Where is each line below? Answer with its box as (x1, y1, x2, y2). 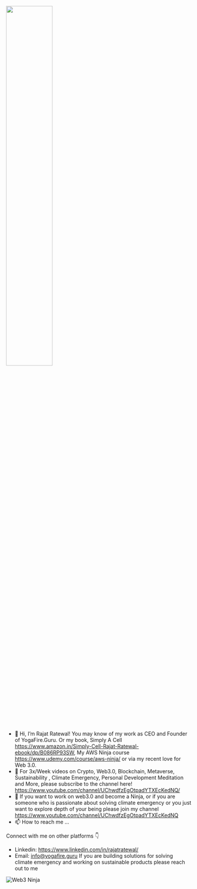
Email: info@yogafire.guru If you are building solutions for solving (14, 852, 173, 859)
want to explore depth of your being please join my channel (14, 806, 159, 812)
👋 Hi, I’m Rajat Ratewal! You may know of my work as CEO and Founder (14, 730, 188, 737)
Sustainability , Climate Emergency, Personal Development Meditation (14, 774, 184, 781)
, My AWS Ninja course (74, 749, 130, 756)
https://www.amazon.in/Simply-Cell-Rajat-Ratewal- (14, 743, 139, 750)
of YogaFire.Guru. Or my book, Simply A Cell (14, 737, 122, 743)
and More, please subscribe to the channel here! (14, 780, 132, 787)
